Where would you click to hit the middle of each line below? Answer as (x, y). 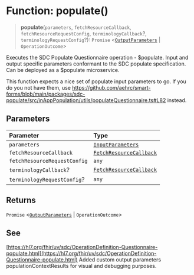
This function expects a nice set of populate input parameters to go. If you (96, 81)
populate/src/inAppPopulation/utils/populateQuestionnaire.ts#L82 (86, 100)
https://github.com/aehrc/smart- (111, 87)
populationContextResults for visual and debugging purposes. (81, 266)
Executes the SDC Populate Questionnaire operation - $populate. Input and (97, 57)
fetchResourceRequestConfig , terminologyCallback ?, (84, 33)
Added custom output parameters (120, 260)
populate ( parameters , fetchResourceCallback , (76, 27)
